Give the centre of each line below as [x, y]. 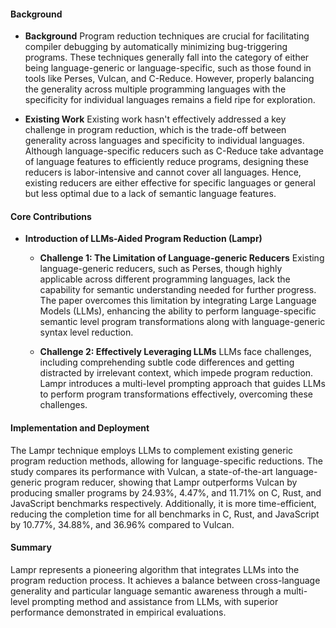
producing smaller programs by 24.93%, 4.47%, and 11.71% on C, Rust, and [166, 492]
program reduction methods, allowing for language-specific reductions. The [166, 461]
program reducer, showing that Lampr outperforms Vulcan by [170, 482]
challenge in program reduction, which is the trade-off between [155, 130]
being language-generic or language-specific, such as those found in [168, 68]
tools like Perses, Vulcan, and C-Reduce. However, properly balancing [169, 79]
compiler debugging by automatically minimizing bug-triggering [156, 47]
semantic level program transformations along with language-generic [182, 322]
